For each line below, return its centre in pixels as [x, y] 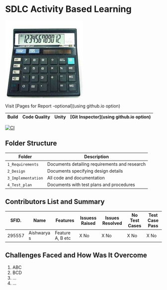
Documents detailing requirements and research [96, 164]
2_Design [16, 171]
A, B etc [63, 238]
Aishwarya [40, 233]
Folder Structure [31, 144]
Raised [88, 223]
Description [97, 157]
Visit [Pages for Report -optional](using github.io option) [63, 106]
